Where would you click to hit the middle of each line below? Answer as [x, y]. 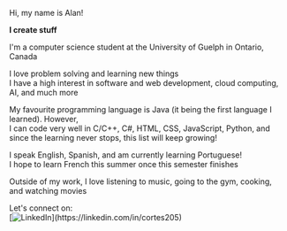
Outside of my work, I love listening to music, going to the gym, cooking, [140, 181]
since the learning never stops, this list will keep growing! [113, 138]
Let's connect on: [41, 208]
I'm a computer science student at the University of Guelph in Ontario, [137, 47]
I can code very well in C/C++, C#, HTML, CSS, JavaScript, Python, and [140, 128]
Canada [23, 56]
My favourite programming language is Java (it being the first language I [140, 109]
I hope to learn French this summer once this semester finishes [124, 164]
